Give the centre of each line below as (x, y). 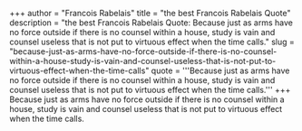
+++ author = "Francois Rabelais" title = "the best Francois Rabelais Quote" (150, 13)
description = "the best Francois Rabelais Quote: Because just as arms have (151, 23)
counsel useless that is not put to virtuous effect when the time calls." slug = (152, 42)
